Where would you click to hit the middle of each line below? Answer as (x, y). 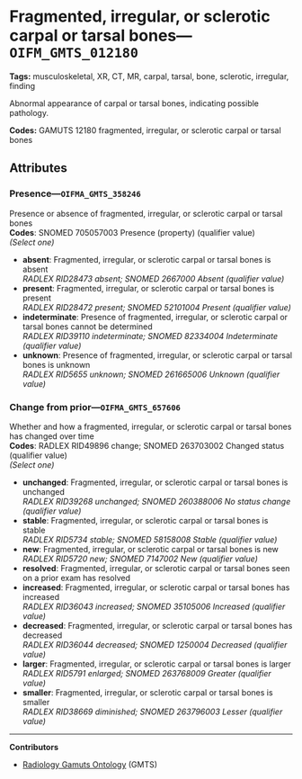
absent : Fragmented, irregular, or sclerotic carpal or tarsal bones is (147, 259)
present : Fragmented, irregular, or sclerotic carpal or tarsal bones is (148, 288)
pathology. (29, 112)
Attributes (38, 168)
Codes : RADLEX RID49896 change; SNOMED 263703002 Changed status (147, 445)
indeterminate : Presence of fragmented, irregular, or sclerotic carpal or (155, 317)
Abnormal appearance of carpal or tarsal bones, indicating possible (134, 103)
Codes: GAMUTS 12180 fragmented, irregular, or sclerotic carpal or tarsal (145, 130)
